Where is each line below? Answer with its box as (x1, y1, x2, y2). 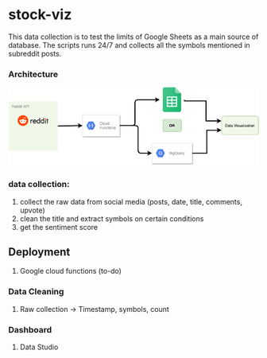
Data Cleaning (8, 286, 64, 298)
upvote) (19, 205, 45, 215)
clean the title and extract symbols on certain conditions (19, 213, 204, 224)
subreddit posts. (8, 49, 62, 58)
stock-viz (8, 6, 72, 24)
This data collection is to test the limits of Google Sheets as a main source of (8, 32, 259, 41)
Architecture (8, 68, 59, 80)
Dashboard (8, 324, 52, 335)
